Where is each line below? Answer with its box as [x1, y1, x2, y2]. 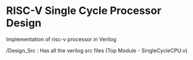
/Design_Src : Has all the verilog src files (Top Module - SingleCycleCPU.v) [6, 47, 188, 54]
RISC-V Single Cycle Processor [6, 4, 162, 17]
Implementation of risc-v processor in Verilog [6, 36, 117, 43]
